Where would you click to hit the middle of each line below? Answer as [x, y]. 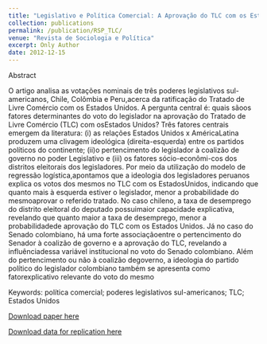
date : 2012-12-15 [37, 53]
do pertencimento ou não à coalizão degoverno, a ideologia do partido [124, 260]
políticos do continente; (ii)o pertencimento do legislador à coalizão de [124, 150]
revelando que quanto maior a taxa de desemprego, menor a [107, 217]
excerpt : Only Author [44, 45]
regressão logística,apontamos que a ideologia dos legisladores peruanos [129, 175]
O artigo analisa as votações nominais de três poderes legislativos [116, 91]
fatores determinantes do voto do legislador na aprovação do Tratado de [127, 116]
